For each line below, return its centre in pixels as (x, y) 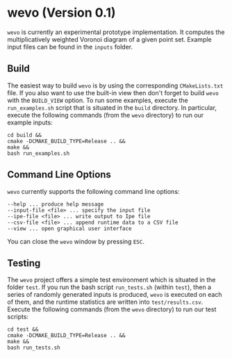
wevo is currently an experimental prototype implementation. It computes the (116, 32)
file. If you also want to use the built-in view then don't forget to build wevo (113, 92)
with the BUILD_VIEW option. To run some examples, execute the (98, 100)
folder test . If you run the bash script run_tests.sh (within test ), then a (109, 287)
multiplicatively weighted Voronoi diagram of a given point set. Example (109, 39)
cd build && (24, 135)
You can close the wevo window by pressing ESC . (76, 241)
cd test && (23, 329)
